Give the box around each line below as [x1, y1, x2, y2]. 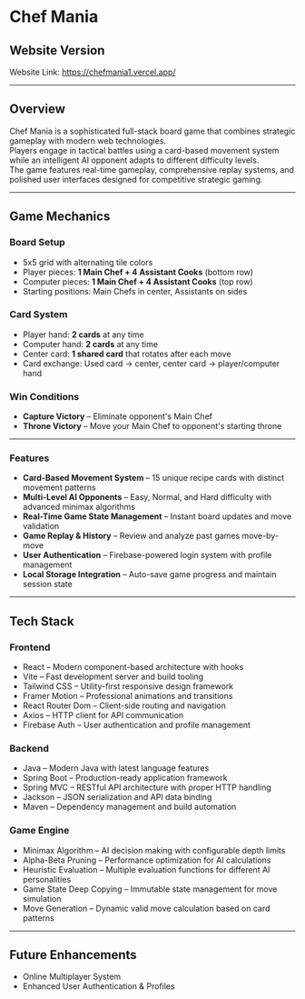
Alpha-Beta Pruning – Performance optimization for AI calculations [22, 854, 271, 865]
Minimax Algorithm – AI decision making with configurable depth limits [22, 844, 286, 855]
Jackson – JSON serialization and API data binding [22, 792, 212, 803]
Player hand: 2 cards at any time [22, 329, 144, 340]
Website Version [9, 43, 105, 58]
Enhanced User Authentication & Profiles [22, 981, 175, 992]
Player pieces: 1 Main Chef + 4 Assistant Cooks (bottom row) [22, 266, 254, 277]
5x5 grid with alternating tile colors [22, 256, 153, 267]
